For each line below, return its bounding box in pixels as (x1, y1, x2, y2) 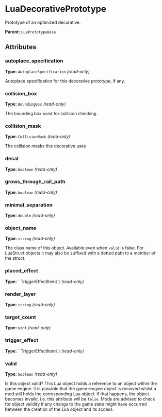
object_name (5, 225, 36, 232)
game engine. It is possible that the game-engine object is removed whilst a (5, 385, 157, 391)
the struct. (5, 255, 26, 261)
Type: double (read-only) (5, 213, 55, 218)
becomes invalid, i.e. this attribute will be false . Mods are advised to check (5, 396, 155, 401)
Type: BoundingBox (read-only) (5, 101, 66, 107)
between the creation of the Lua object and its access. (5, 406, 114, 412)
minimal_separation (5, 201, 53, 208)
